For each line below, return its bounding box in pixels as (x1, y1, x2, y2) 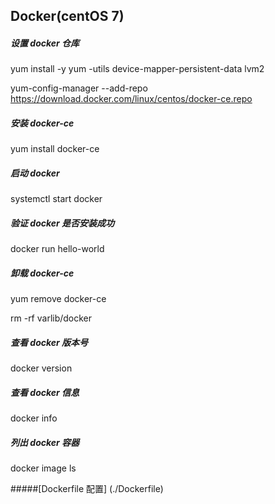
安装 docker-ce (10, 117, 75, 129)
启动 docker (10, 167, 60, 179)
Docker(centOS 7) (10, 8, 125, 25)
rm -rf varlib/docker (10, 312, 93, 324)
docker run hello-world (10, 243, 105, 255)
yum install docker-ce (10, 143, 100, 155)
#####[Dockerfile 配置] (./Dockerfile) (10, 483, 164, 495)
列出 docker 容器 (10, 436, 80, 448)
